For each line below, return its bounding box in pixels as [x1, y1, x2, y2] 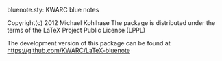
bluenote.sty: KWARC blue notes [7, 6, 99, 14]
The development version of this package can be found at [7, 39, 171, 47]
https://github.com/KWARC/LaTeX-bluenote [7, 47, 131, 54]
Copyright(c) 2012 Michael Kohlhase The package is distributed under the [7, 19, 216, 26]
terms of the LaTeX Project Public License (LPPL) [7, 26, 146, 34]
